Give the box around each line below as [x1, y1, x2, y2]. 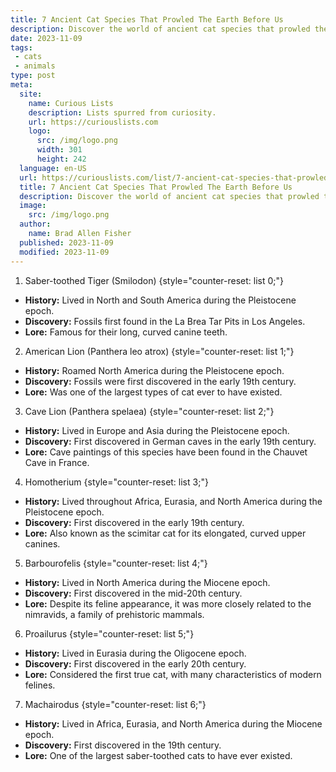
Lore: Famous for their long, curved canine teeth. [24, 326, 228, 338]
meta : [10, 80, 33, 90]
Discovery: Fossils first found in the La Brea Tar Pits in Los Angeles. [24, 315, 306, 327]
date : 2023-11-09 [10, 33, 83, 43]
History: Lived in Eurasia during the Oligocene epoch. [24, 647, 247, 659]
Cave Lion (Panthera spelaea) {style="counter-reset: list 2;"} [24, 405, 275, 417]
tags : [10, 42, 33, 53]
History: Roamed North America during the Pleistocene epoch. [24, 364, 285, 376]
